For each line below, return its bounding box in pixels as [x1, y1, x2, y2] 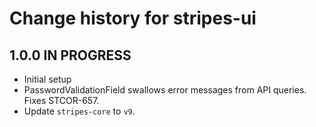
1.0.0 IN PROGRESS [9, 47, 132, 64]
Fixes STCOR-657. [23, 95, 100, 106]
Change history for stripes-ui [9, 7, 257, 30]
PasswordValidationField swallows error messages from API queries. [23, 84, 307, 96]
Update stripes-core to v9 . [23, 105, 136, 117]
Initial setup [23, 73, 72, 85]
